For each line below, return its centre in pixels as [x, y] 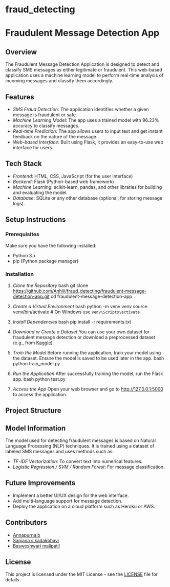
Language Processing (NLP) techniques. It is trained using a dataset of [80, 446]
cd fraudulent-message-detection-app [91, 296]
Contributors [26, 522]
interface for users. [33, 147]
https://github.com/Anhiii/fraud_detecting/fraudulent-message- [80, 291]
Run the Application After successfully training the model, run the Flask [88, 373]
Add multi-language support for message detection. [68, 501]
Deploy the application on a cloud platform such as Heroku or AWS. [84, 506]
